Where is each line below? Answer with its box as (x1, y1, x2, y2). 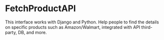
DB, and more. (18, 29, 47, 35)
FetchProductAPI (5, 3, 76, 14)
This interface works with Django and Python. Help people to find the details (5, 19, 159, 25)
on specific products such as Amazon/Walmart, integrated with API (5, 24, 141, 30)
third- (141, 24, 153, 30)
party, (5, 29, 17, 35)
